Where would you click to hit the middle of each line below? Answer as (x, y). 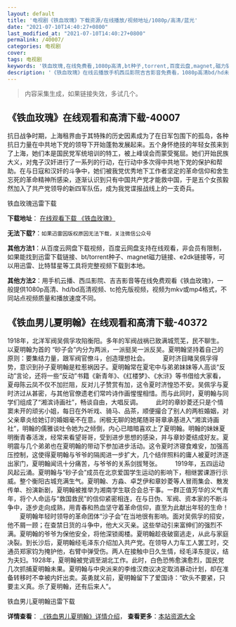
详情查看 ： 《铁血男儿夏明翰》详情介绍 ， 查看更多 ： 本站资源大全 (101, 616)
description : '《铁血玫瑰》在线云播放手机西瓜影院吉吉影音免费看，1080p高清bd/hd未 (118, 72)
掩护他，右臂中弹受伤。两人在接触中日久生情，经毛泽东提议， (133, 551)
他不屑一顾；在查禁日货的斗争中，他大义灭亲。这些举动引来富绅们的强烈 (112, 525)
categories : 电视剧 (34, 46)
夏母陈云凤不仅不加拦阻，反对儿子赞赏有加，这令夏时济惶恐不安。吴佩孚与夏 (118, 385)
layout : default (31, 14)
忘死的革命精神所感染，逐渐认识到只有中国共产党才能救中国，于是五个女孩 (115, 180)
